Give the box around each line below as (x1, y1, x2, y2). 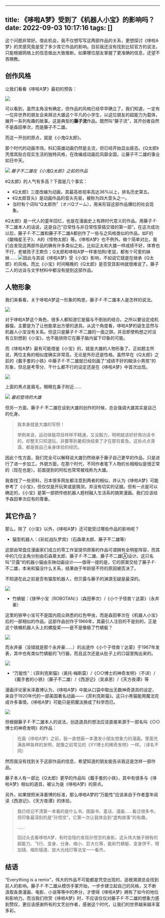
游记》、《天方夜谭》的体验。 (18, 798, 74, 804)
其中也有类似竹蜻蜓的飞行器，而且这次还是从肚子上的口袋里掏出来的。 (13, 651, 156, 657)
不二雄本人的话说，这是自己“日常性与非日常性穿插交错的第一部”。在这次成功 (5, 224, 160, 230)
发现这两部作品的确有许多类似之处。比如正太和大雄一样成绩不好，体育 (13, 242, 156, 248)
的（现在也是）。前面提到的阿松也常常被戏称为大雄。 (5, 467, 110, 473)
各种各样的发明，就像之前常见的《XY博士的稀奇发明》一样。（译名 (21, 742, 155, 748)
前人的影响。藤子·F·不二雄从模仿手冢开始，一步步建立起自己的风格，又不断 (5, 883, 157, 889)
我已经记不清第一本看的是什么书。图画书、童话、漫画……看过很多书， (17, 808, 158, 814)
